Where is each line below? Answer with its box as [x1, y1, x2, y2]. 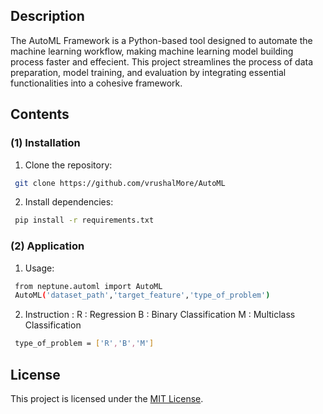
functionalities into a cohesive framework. [10, 77, 183, 89]
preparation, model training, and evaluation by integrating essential [10, 66, 287, 78]
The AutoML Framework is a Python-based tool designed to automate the [10, 34, 313, 46]
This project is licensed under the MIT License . [10, 392, 204, 404]
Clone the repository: [24, 159, 113, 171]
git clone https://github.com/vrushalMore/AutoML [14, 178, 226, 188]
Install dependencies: [24, 196, 114, 208]
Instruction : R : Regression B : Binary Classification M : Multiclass [24, 309, 296, 321]
